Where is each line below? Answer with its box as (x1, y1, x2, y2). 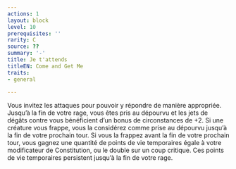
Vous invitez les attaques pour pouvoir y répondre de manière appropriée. (7, 101, 222, 110)
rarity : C (7, 37, 37, 44)
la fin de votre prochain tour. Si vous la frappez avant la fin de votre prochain (7, 131, 230, 139)
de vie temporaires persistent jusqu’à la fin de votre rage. (7, 154, 173, 162)
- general (7, 75, 37, 83)
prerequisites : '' (7, 30, 61, 37)
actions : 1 (7, 10, 39, 18)
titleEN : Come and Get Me (7, 63, 83, 70)
